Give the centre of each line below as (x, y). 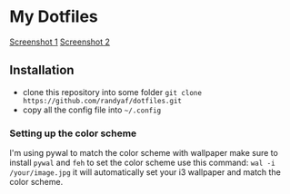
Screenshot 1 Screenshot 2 (60, 42)
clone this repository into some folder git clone (112, 92)
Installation (42, 70)
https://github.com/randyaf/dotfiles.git (102, 101)
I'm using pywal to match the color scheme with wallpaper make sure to (144, 153)
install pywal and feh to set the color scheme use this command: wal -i (142, 163)
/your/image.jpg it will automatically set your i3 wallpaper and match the (145, 172)
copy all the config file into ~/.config (92, 110)
